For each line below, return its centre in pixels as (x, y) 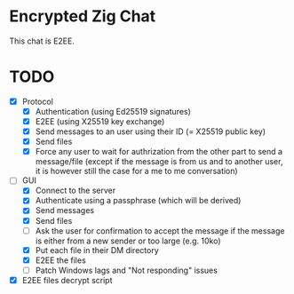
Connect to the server (75, 191)
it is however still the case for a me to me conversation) (136, 171)
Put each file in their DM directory (97, 250)
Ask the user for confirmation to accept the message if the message (160, 230)
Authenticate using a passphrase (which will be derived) (138, 201)
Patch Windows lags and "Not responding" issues (126, 270)
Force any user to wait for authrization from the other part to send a (159, 152)
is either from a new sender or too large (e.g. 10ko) (128, 241)
